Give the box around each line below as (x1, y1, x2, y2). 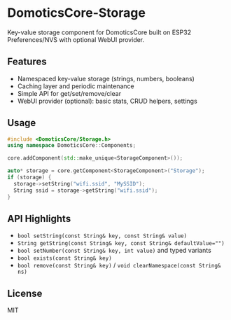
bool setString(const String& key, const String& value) (17, 232, 188, 239)
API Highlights (7, 212, 71, 225)
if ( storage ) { (7, 174, 52, 181)
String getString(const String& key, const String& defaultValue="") (17, 240, 225, 247)
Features (7, 56, 47, 68)
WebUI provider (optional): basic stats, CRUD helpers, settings (17, 97, 197, 105)
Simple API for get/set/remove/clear (17, 89, 121, 97)
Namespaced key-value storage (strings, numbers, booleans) (17, 74, 195, 83)
